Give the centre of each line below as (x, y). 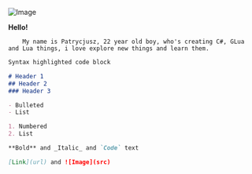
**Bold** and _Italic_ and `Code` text (74, 148)
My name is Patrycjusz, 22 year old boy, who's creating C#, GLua (133, 42)
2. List (21, 134)
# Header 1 (26, 76)
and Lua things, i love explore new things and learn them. (109, 49)
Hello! (18, 27)
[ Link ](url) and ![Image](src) (59, 162)
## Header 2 (28, 83)
